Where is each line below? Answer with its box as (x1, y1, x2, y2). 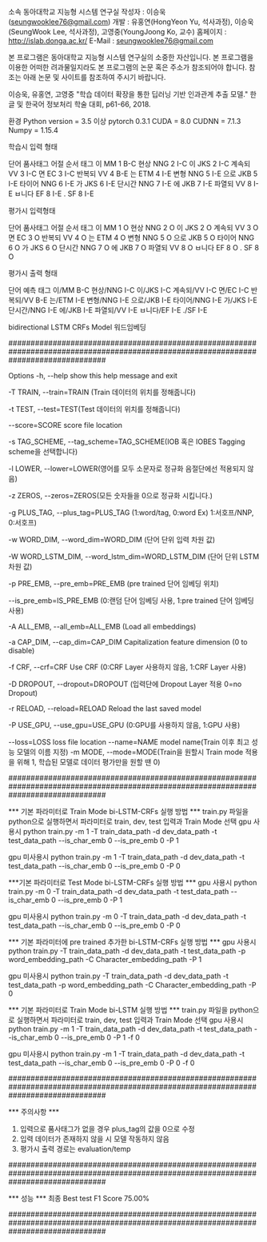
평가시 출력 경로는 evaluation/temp (19, 1144, 131, 1153)
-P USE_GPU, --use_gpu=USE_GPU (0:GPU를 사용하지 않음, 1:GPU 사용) (8, 721, 241, 729)
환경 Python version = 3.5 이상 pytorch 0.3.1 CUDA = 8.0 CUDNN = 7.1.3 (8, 117, 241, 126)
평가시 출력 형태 (8, 269, 58, 278)
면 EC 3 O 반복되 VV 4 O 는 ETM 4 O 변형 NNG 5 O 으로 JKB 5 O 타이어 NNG (8, 233, 255, 242)
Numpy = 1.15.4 (8, 126, 58, 134)
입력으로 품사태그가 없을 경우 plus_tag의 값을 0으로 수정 (19, 1124, 195, 1133)
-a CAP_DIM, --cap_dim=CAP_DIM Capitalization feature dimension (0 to (8, 637, 248, 646)
